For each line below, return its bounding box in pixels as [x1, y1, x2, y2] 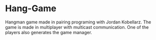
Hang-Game [5, 3, 56, 14]
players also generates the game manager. [5, 29, 93, 35]
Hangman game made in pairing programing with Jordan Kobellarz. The [5, 19, 152, 25]
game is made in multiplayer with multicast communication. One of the [5, 24, 149, 30]
